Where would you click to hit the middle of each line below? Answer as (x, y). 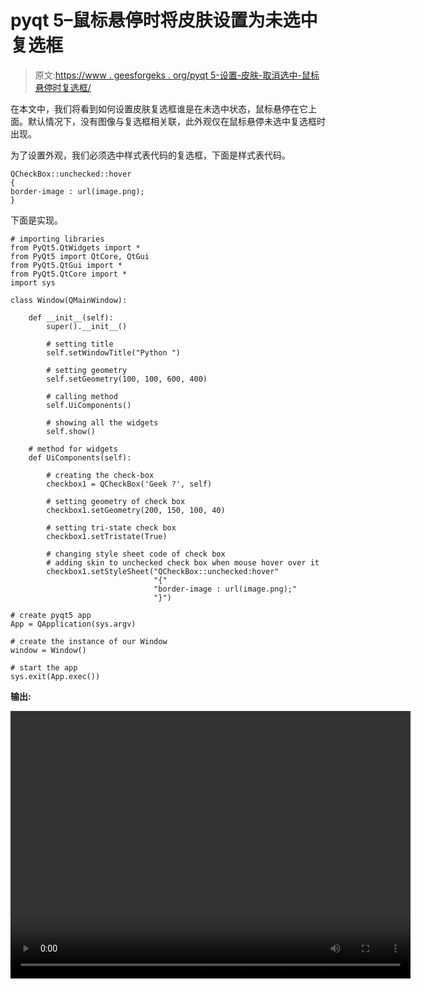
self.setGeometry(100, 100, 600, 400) (127, 379)
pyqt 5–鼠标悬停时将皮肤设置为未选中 (164, 20)
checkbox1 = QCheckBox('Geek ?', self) (129, 484)
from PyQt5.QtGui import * (66, 265)
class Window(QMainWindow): (69, 300)
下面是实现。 (36, 220)
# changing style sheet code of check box (136, 554)
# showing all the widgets (102, 422)
